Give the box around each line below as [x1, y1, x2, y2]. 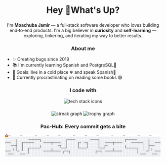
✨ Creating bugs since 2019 [12, 56, 70, 62]
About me [71, 45, 95, 52]
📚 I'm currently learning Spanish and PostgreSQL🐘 [12, 62, 117, 68]
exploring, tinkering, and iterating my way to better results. [23, 33, 143, 39]
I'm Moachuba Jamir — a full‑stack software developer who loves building [7, 22, 159, 28]
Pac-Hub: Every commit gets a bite [40, 123, 126, 130]
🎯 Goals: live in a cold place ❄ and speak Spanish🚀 [12, 69, 116, 75]
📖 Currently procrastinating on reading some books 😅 [12, 74, 123, 81]
